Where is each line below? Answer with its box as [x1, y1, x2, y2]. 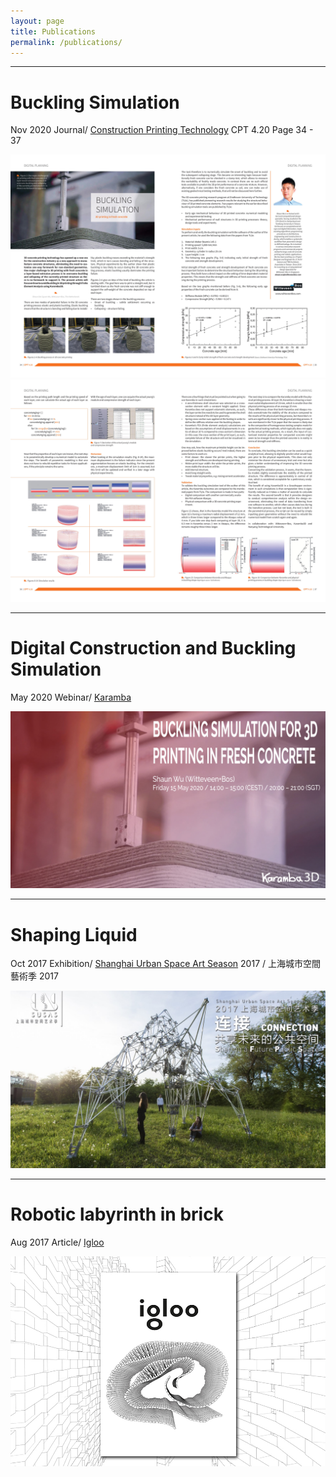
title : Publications [10, 26, 97, 37]
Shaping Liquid [10, 923, 138, 946]
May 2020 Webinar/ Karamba [10, 691, 132, 703]
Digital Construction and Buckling [10, 637, 297, 660]
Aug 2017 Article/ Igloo [10, 1236, 105, 1248]
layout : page [10, 16, 65, 26]
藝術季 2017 [10, 970, 59, 982]
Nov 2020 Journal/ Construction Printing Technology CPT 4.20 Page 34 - [10, 124, 314, 136]
